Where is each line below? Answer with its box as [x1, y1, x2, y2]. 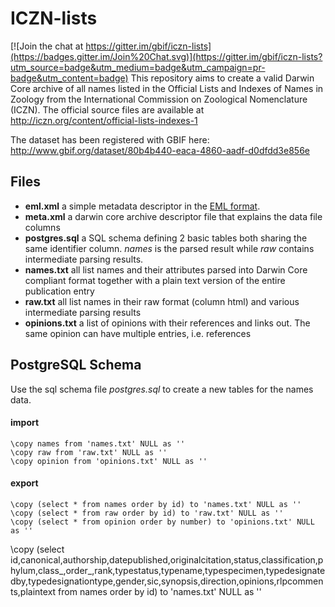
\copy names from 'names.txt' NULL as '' [10, 438, 186, 449]
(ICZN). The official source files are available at [10, 103, 205, 116]
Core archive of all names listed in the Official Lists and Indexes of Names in [10, 82, 324, 94]
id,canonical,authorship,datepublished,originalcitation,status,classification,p [10, 553, 324, 566]
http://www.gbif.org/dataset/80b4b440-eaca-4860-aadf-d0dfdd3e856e [10, 144, 310, 156]
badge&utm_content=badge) [10, 72, 129, 84]
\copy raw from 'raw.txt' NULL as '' [10, 447, 168, 457]
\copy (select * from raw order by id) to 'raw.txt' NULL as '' [10, 508, 284, 518]
